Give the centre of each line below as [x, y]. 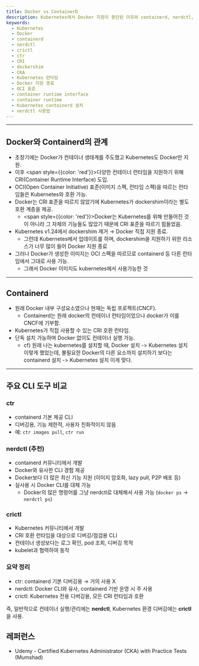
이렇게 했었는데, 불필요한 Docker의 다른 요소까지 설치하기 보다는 [98, 353]
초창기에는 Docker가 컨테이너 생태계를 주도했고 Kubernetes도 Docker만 [98, 157]
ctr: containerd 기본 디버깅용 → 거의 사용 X [65, 581]
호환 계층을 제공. [34, 209]
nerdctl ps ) [38, 499]
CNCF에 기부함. [42, 323]
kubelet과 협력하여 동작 [42, 550]
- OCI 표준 [24, 89]
